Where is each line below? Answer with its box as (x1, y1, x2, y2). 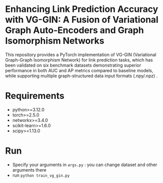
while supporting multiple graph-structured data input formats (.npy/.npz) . (5, 73, 158, 79)
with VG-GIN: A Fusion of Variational (5, 14, 159, 25)
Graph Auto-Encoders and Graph (5, 25, 144, 36)
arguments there (12, 167, 47, 173)
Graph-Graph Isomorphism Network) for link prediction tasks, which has (5, 57, 153, 63)
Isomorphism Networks (5, 35, 104, 47)
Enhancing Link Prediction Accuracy (5, 3, 159, 15)
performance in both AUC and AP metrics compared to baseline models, (5, 67, 154, 73)
